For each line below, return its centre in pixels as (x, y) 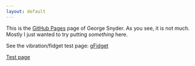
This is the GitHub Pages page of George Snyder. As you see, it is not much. (98, 28)
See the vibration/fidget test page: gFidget (57, 46)
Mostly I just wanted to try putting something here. (67, 34)
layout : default (26, 11)
